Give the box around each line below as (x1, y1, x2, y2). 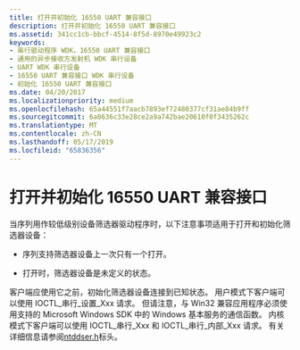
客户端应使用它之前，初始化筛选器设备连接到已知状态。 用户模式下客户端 (9, 287, 278, 297)
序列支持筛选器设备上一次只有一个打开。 (21, 248, 171, 259)
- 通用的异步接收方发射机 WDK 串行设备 (9, 54, 137, 63)
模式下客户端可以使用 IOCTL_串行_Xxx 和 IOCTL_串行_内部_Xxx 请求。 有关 (9, 320, 285, 330)
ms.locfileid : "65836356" (9, 146, 105, 154)
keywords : (9, 37, 46, 47)
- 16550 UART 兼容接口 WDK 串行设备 (9, 71, 135, 80)
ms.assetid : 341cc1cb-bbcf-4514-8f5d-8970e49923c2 (9, 29, 202, 38)
